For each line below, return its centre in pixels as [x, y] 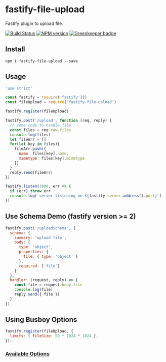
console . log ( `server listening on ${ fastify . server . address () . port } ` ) [86, 196]
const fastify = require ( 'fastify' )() [46, 98]
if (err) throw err [30, 191]
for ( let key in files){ [35, 144]
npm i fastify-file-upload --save [42, 61]
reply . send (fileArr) [31, 172]
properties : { [34, 252]
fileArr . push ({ [30, 149]
